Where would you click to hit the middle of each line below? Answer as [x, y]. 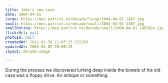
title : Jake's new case [30, 10]
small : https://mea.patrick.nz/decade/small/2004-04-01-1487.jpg [74, 24]
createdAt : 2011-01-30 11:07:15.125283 [47, 42]
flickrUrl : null [22, 33]
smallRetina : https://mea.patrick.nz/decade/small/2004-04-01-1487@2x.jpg [85, 28]
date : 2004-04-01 [23, 14]
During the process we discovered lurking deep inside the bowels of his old [83, 70]
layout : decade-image [28, 51]
